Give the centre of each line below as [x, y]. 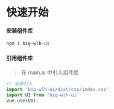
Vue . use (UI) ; [23, 101]
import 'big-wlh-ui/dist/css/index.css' [58, 90]
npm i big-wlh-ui [28, 44]
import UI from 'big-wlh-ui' [43, 95]
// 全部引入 [20, 84]
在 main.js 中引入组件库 [50, 72]
